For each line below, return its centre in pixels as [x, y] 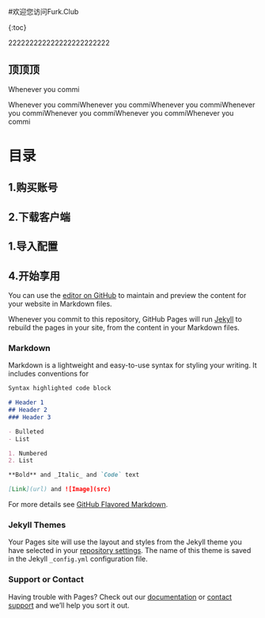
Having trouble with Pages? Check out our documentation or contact [120, 597]
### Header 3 [30, 417]
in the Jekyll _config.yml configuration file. [78, 559]
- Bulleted [26, 431]
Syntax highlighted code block [60, 388]
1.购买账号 [33, 187]
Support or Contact [46, 579]
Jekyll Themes [37, 525]
